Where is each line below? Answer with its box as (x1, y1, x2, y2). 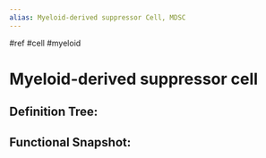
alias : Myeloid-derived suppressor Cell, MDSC (9, 12, 186, 22)
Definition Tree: (9, 104, 99, 120)
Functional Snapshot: (9, 135, 132, 150)
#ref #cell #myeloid (9, 37, 82, 48)
